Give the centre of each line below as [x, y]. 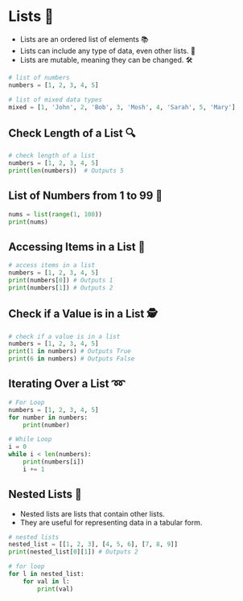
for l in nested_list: [46, 574]
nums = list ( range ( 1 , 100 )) [56, 214]
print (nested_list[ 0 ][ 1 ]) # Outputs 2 [73, 552]
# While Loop [30, 439]
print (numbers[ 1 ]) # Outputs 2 [61, 288]
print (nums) [28, 222]
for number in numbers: [48, 418]
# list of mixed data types [56, 100]
